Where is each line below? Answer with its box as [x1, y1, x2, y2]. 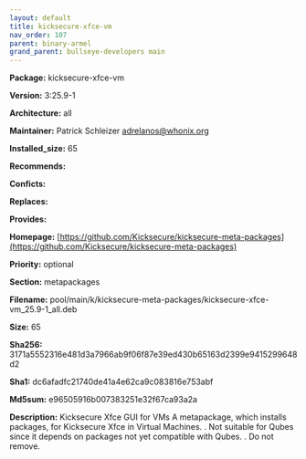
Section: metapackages [9, 276, 100, 287]
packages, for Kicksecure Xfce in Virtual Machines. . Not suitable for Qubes [9, 422, 294, 433]
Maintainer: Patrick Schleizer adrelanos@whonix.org [9, 125, 210, 137]
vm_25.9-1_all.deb [9, 304, 78, 315]
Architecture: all [9, 108, 72, 119]
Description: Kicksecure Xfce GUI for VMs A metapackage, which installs [9, 412, 287, 422]
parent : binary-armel [9, 38, 92, 48]
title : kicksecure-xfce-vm [9, 22, 112, 31]
